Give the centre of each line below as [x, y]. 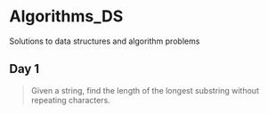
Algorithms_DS [66, 16]
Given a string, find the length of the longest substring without [145, 90]
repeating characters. [71, 100]
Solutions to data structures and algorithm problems [105, 41]
